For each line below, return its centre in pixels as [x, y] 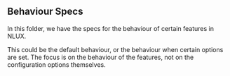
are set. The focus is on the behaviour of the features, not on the [101, 57]
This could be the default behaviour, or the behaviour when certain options [115, 49]
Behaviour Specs [45, 12]
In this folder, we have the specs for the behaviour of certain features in [110, 28]
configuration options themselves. [57, 64]
